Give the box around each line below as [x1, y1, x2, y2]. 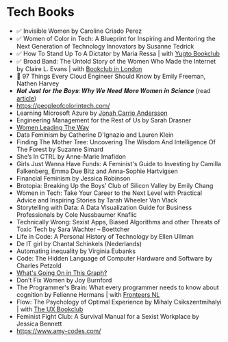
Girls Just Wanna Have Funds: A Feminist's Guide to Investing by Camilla [16, 159, 222, 168]
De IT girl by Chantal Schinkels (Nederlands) [16, 239, 142, 248]
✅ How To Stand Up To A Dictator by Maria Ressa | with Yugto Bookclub [16, 49, 220, 57]
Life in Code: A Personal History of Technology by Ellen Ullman [16, 232, 194, 240]
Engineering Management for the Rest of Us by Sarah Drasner [16, 116, 192, 124]
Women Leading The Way [16, 123, 90, 131]
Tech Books [6, 4, 75, 20]
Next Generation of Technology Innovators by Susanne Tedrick [16, 42, 194, 50]
